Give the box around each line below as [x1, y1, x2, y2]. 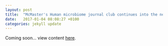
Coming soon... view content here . [5, 35, 76, 41]
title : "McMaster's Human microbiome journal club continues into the [5, 12, 157, 17]
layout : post [5, 7, 32, 12]
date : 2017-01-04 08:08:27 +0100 [5, 16, 79, 21]
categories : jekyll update [5, 21, 61, 26]
